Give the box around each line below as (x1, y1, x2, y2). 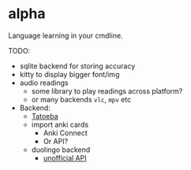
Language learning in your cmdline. (8, 31, 124, 40)
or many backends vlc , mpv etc (31, 94, 132, 104)
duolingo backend (31, 145, 91, 154)
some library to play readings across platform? (31, 86, 183, 95)
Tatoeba (31, 111, 59, 120)
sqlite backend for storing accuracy (19, 61, 136, 71)
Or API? (43, 136, 69, 146)
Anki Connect (43, 128, 88, 138)
